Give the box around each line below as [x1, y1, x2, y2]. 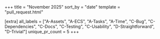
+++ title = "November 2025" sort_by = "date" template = [4, 4, 120, 10]
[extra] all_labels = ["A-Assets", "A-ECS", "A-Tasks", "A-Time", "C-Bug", [4, 19, 147, 24]
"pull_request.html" [4, 9, 43, 15]
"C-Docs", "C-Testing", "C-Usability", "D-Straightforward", [38, 24, 155, 29]
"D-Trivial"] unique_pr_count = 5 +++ [4, 29, 79, 34]
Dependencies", [4, 24, 37, 29]
